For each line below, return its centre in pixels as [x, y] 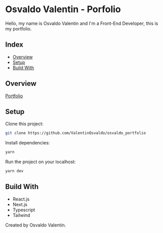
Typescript [24, 210]
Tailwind [21, 215]
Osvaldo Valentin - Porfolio [63, 9]
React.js [21, 199]
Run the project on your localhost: [40, 162]
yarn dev [14, 171]
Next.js [20, 204]
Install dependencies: [28, 143]
